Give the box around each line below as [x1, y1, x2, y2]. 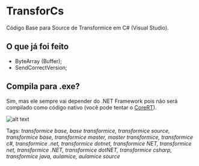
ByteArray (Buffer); [14, 57, 62, 64]
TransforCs [6, 4, 64, 18]
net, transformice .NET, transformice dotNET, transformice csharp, [6, 146, 173, 153]
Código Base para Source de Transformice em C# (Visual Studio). [6, 24, 170, 31]
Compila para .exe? [6, 81, 80, 91]
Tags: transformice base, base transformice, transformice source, [6, 127, 170, 134]
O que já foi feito [6, 41, 69, 52]
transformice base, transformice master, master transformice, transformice [6, 134, 194, 141]
